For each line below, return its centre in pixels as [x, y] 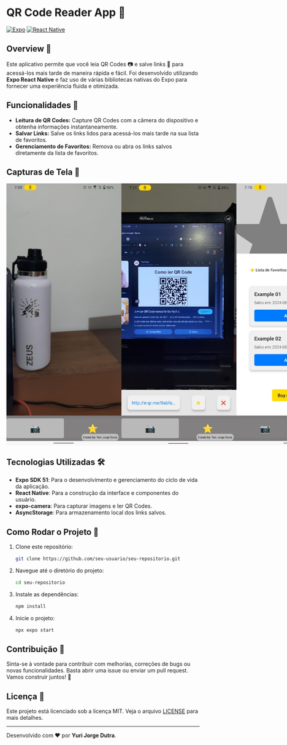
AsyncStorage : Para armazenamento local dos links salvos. [91, 513]
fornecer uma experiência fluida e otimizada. [63, 86]
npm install [30, 606]
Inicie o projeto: [35, 618]
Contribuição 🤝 [36, 649]
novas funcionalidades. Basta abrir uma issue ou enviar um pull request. [97, 671]
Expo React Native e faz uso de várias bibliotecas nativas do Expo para [97, 79]
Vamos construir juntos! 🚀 [39, 677]
